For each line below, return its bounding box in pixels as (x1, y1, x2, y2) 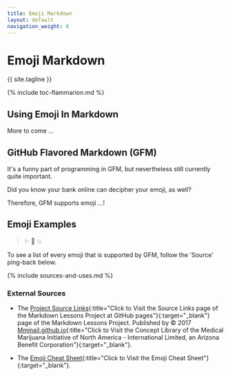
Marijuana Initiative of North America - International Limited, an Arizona (17, 333, 220, 342)
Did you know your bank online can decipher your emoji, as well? (7, 185, 191, 193)
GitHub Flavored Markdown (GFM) (7, 146, 157, 158)
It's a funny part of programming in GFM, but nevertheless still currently (7, 164, 211, 173)
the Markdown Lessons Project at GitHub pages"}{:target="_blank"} (17, 311, 210, 320)
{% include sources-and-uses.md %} (7, 271, 114, 279)
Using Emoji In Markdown (7, 108, 119, 120)
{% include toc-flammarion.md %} (7, 89, 105, 97)
